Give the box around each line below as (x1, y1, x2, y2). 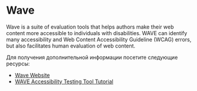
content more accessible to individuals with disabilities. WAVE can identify (6, 29, 188, 36)
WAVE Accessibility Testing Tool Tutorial (14, 78, 114, 85)
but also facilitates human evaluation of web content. (6, 42, 135, 49)
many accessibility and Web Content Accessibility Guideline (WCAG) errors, (6, 36, 192, 43)
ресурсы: (6, 60, 30, 67)
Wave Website (14, 71, 50, 79)
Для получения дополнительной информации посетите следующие (6, 54, 178, 61)
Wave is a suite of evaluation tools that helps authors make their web (6, 23, 174, 30)
